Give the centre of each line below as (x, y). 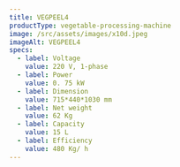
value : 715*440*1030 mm (69, 99)
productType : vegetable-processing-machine (90, 26)
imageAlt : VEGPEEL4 (45, 42)
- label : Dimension (53, 91)
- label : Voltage (49, 58)
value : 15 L (47, 133)
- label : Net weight (55, 108)
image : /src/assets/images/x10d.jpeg (79, 34)
